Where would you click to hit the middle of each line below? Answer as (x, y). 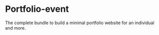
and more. (16, 28)
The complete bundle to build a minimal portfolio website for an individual (80, 23)
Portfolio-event (37, 9)
